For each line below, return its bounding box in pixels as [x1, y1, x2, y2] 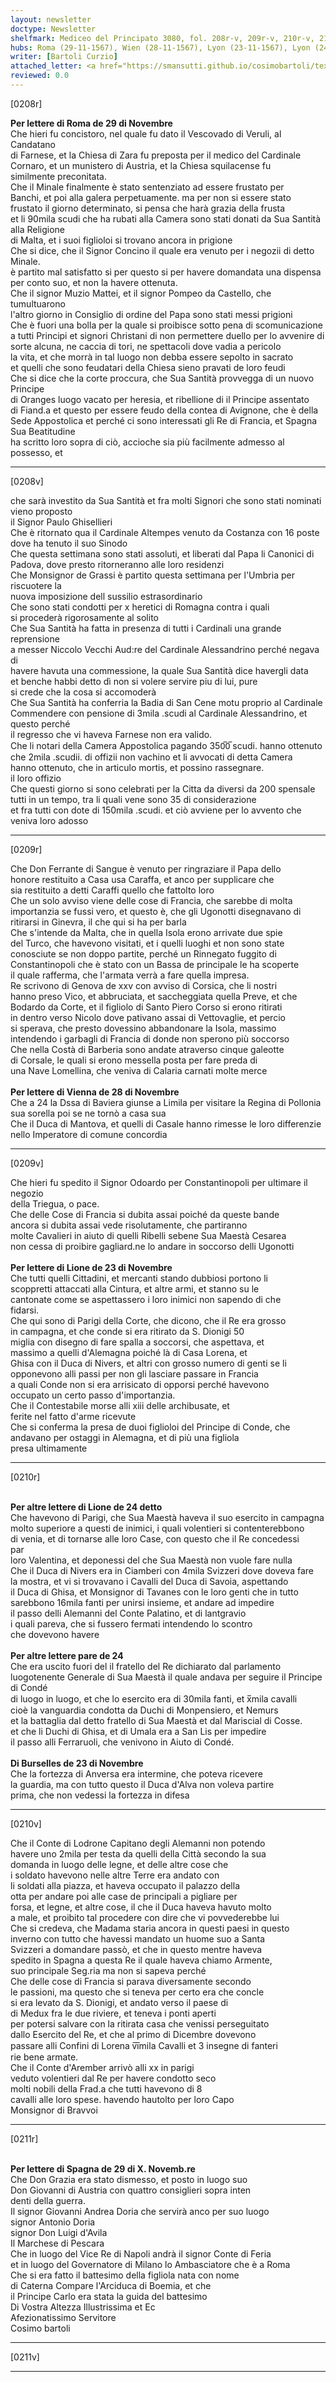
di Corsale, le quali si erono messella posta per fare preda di [10, 1054, 258, 1066]
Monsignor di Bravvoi [10, 2104, 98, 2116]
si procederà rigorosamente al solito [10, 611, 159, 623]
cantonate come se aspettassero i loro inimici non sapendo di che [10, 1293, 282, 1305]
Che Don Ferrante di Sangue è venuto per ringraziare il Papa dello [10, 862, 282, 875]
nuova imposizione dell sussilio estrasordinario [10, 590, 203, 602]
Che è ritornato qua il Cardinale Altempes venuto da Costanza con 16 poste [10, 526, 320, 538]
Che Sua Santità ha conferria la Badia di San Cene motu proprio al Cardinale [10, 696, 323, 708]
